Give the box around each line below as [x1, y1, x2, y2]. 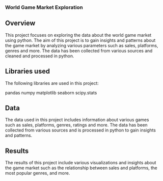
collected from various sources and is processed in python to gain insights [5, 127, 156, 133]
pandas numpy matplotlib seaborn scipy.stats [5, 90, 97, 96]
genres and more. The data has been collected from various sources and [5, 48, 153, 53]
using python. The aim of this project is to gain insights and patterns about [5, 37, 156, 43]
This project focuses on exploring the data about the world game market [5, 32, 152, 38]
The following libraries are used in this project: [5, 80, 99, 86]
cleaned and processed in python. [5, 53, 75, 59]
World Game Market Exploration [5, 4, 83, 11]
